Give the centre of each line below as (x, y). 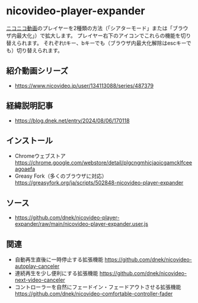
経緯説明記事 (30, 106)
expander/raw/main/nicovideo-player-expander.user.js (81, 224)
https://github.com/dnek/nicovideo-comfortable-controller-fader (94, 293)
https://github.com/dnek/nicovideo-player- (67, 217)
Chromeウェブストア (40, 156)
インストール (30, 141)
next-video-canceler (40, 280)
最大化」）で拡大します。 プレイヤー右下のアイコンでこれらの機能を (98, 35)
